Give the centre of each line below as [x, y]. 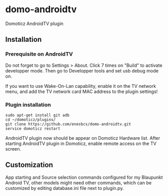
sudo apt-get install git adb [38, 115]
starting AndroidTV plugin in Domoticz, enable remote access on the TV [81, 143]
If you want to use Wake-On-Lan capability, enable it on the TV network [81, 86]
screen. [13, 149]
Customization [29, 165]
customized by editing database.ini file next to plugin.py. [65, 188]
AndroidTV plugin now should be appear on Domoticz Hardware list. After [83, 138]
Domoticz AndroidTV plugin [34, 23]
